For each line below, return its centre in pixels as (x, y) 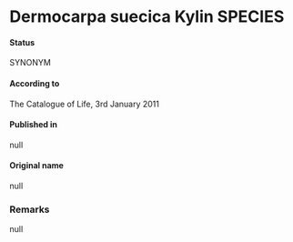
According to (35, 83)
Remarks (30, 209)
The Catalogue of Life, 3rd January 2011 (84, 104)
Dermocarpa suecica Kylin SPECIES (147, 17)
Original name (36, 166)
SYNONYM (30, 63)
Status (22, 42)
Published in (33, 125)
